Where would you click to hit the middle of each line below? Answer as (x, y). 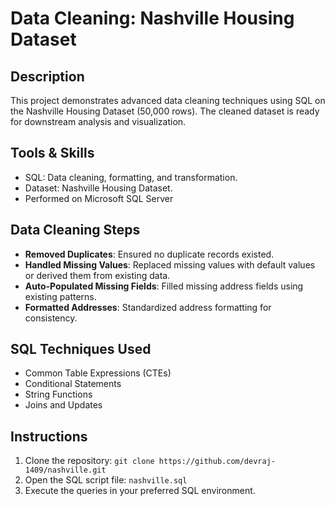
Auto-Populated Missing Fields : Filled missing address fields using (164, 286)
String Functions (58, 394)
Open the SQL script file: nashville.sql (106, 480)
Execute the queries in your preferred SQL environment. (140, 491)
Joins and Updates (63, 405)
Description (47, 76)
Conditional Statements (73, 384)
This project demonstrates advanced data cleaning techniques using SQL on (168, 100)
